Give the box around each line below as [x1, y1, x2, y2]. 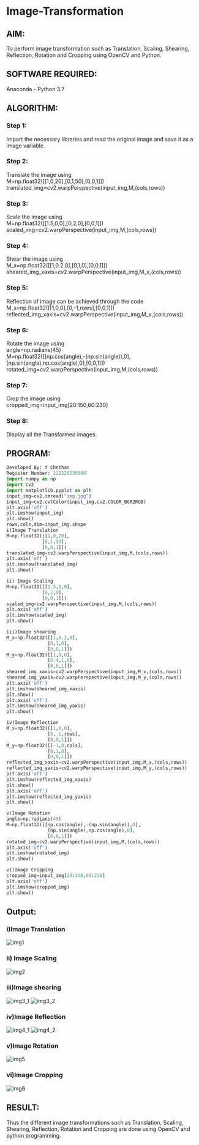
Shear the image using [6, 255, 63, 263]
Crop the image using [6, 395, 61, 402]
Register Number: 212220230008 [6, 470, 86, 477]
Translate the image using [6, 171, 72, 178]
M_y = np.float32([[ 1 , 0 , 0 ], [6, 652, 72, 658]
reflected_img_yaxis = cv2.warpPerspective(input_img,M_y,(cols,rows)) [6, 765, 188, 772]
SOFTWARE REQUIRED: [6, 69, 97, 80]
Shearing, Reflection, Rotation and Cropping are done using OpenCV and [6, 1125, 190, 1133]
